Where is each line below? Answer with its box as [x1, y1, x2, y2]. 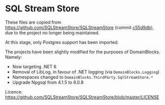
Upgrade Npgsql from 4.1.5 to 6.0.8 [12, 79, 84, 85]
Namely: [5, 54, 22, 60]
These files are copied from [5, 19, 62, 25]
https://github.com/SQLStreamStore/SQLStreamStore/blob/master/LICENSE [5, 94, 160, 100]
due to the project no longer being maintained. [5, 30, 100, 35]
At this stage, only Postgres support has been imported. [5, 39, 119, 45]
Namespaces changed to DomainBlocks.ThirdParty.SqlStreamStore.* [12, 74, 153, 80]
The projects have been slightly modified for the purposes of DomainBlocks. [5, 49, 161, 55]
